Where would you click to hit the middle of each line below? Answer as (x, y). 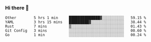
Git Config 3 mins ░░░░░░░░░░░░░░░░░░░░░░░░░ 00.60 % (76, 31)
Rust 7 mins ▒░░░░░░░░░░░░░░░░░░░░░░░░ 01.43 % (76, 26)
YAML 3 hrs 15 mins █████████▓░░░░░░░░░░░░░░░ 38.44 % (76, 22)
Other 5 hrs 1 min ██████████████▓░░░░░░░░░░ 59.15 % (76, 18)
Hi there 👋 (17, 8)
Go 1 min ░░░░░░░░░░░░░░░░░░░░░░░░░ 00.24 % (76, 35)
